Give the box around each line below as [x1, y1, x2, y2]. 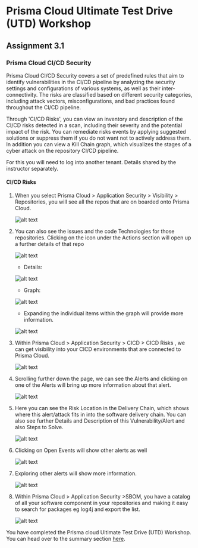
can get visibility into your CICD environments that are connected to [14, 346, 181, 353]
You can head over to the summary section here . [6, 535, 126, 543]
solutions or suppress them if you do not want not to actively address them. [6, 134, 191, 141]
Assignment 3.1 [6, 41, 64, 51]
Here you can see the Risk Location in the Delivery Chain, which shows [14, 405, 189, 412]
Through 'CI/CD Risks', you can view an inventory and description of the [6, 115, 183, 122]
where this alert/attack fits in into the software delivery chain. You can [14, 411, 187, 418]
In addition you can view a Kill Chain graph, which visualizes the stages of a [6, 140, 192, 147]
